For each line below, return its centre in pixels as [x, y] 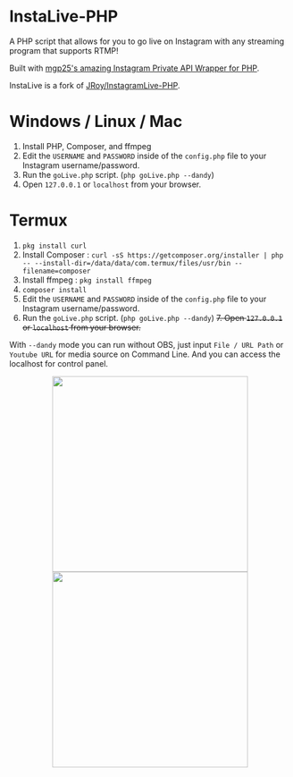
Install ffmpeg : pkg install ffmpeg [87, 280]
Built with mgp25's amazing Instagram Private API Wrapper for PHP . [134, 68]
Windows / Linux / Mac [96, 122]
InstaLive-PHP [64, 17]
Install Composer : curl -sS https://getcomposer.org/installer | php [153, 254]
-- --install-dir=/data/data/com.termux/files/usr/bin [126, 263]
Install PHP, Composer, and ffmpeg [87, 146]
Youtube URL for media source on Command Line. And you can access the [145, 354]
